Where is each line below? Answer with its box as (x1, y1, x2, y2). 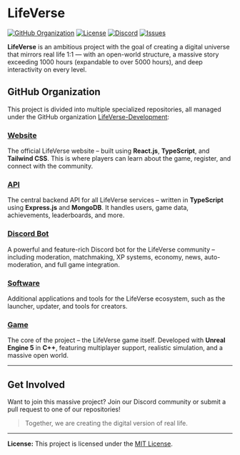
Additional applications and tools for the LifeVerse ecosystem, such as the (7, 294, 226, 303)
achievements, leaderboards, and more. (7, 211, 125, 219)
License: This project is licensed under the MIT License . (7, 439, 174, 448)
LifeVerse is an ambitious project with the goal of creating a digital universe (7, 42, 230, 51)
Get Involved (7, 379, 66, 391)
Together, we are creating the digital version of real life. (24, 419, 188, 428)
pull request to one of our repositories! (7, 405, 121, 414)
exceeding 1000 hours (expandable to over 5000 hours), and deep (7, 57, 204, 66)
